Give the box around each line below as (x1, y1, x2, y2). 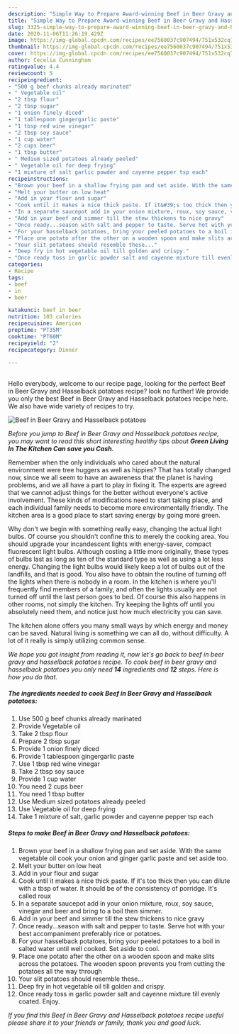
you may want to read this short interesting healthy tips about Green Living (8, 437, 229, 445)
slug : (8, 23, 24, 30)
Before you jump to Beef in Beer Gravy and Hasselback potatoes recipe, (8, 430, 219, 438)
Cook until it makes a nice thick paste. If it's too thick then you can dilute (18, 877, 230, 885)
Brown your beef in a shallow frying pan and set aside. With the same (18, 847, 222, 855)
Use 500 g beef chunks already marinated (18, 714, 143, 723)
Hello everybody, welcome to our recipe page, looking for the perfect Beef (8, 379, 226, 388)
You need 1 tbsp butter (18, 790, 84, 799)
